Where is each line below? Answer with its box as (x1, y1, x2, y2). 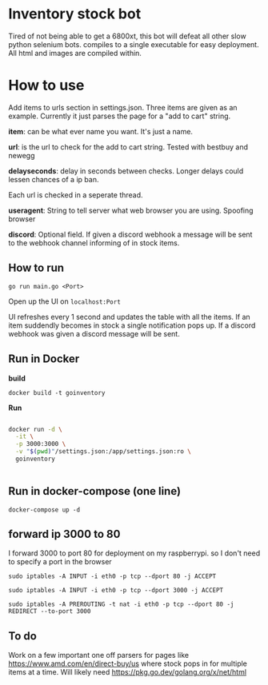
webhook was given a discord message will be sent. (8, 329, 180, 338)
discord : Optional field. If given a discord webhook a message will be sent (8, 229, 253, 239)
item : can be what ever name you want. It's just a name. (8, 126, 194, 136)
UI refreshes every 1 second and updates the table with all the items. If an (8, 312, 250, 321)
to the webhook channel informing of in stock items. (8, 237, 180, 248)
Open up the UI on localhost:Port (8, 297, 122, 306)
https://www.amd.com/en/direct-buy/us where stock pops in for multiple (8, 659, 248, 668)
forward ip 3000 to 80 (8, 527, 121, 540)
